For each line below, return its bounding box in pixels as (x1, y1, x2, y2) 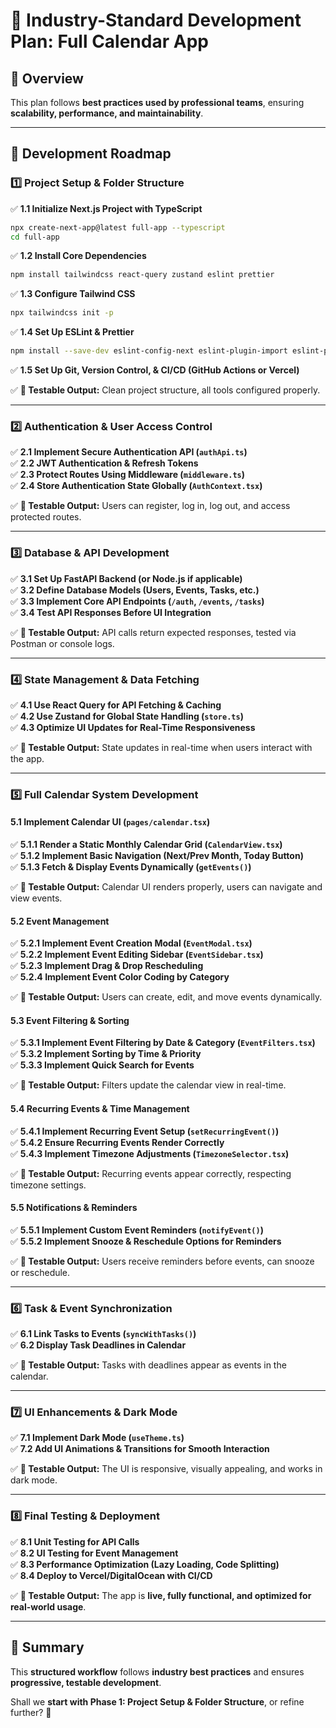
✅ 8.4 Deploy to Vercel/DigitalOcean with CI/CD (10, 1569, 213, 1581)
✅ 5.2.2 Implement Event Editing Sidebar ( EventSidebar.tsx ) (10, 949, 264, 961)
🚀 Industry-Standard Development (10, 9, 302, 32)
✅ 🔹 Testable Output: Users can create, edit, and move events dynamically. (10, 991, 323, 1003)
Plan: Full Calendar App (10, 30, 209, 53)
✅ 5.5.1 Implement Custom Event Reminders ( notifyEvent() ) (10, 1224, 264, 1236)
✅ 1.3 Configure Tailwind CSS (10, 288, 136, 300)
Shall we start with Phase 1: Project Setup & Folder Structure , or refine (10, 1695, 305, 1708)
